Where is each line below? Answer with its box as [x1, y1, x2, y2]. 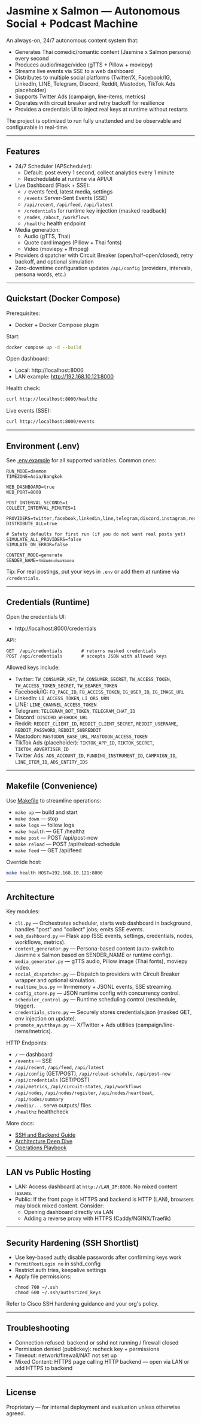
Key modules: [6, 908, 40, 915]
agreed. [6, 1409, 26, 1417]
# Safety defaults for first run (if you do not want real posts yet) [6, 531, 186, 537]
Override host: [6, 858, 42, 865]
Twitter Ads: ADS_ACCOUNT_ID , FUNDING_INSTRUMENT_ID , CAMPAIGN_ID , [14, 752, 178, 759]
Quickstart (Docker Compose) [6, 293, 121, 304]
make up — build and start [14, 809, 78, 816]
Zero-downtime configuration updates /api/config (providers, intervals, [14, 264, 193, 271]
